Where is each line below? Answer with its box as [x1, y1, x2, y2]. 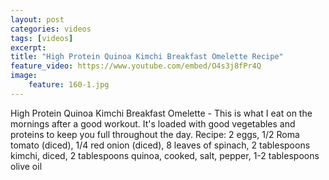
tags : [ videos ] [10, 33, 74, 43]
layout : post [10, 14, 65, 25]
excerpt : [10, 42, 47, 53]
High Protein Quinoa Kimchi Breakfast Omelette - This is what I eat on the [10, 107, 313, 119]
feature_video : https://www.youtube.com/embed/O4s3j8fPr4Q [10, 61, 262, 71]
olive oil [10, 160, 43, 172]
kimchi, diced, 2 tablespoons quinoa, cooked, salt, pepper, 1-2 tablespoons [10, 149, 320, 161]
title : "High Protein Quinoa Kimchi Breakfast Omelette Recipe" [10, 52, 284, 62]
